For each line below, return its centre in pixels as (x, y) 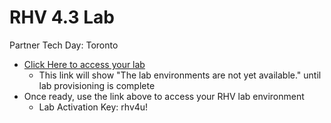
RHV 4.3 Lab (62, 17)
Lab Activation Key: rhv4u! (93, 107)
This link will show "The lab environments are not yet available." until (180, 75)
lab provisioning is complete (97, 85)
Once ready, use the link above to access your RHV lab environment (164, 96)
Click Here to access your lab (84, 64)
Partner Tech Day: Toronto (64, 45)
